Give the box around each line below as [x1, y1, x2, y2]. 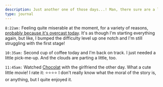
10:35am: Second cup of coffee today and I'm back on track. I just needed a [5, 49, 156, 56]
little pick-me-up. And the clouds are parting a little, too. [5, 55, 117, 60]
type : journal [5, 12, 34, 16]
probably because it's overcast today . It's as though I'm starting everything [5, 30, 155, 36]
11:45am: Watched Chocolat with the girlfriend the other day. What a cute [5, 64, 151, 70]
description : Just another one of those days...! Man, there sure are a [5, 7, 155, 12]
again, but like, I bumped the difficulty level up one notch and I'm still [5, 35, 143, 41]
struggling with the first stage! [5, 40, 65, 46]
